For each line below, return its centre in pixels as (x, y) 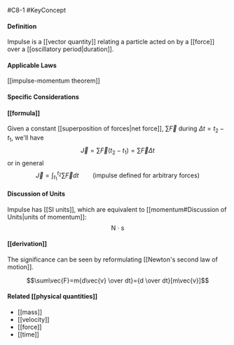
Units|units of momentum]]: (47, 217)
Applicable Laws (32, 65)
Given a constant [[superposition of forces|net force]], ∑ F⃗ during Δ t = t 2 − (116, 129)
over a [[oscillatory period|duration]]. (61, 49)
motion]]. (20, 266)
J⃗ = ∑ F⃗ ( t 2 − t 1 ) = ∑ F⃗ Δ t (118, 151)
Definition (22, 26)
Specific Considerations (43, 97)
